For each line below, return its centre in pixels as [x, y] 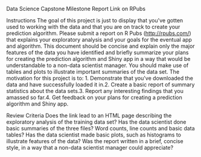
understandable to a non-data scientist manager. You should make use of [97, 65]
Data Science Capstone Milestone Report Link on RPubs [76, 9]
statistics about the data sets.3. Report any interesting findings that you [95, 91]
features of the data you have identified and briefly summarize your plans [97, 53]
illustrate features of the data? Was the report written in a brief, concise [95, 141]
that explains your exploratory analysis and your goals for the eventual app [99, 40]
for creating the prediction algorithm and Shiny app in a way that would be [98, 59]
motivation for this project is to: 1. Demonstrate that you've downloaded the [100, 78]
